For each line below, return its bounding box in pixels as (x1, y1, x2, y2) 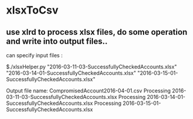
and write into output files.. (6, 36, 108, 46)
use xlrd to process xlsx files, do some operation (6, 27, 188, 37)
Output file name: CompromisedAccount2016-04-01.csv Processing (6, 87, 171, 94)
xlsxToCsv (6, 4, 59, 17)
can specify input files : (6, 52, 63, 59)
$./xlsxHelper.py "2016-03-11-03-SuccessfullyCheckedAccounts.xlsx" (6, 63, 177, 70)
